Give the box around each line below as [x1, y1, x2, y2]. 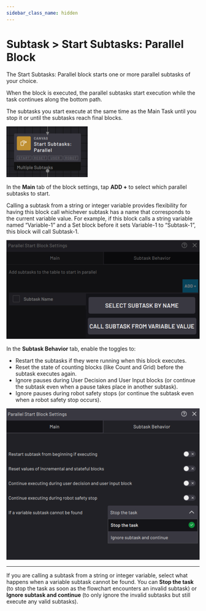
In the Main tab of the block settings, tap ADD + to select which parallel [6, 183, 187, 191]
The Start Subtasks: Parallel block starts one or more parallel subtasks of [6, 71, 191, 78]
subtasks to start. [6, 189, 50, 197]
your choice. [6, 77, 38, 84]
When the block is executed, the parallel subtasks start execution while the [6, 89, 196, 97]
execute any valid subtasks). [6, 598, 78, 605]
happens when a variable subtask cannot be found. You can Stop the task [6, 578, 194, 586]
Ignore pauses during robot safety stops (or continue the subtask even [15, 389, 194, 396]
